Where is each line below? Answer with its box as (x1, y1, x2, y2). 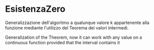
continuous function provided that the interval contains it (5, 39, 120, 45)
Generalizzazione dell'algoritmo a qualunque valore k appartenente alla (5, 20, 150, 25)
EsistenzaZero (5, 3, 65, 15)
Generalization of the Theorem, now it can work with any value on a (5, 34, 142, 40)
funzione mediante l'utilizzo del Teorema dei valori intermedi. (5, 25, 129, 30)
